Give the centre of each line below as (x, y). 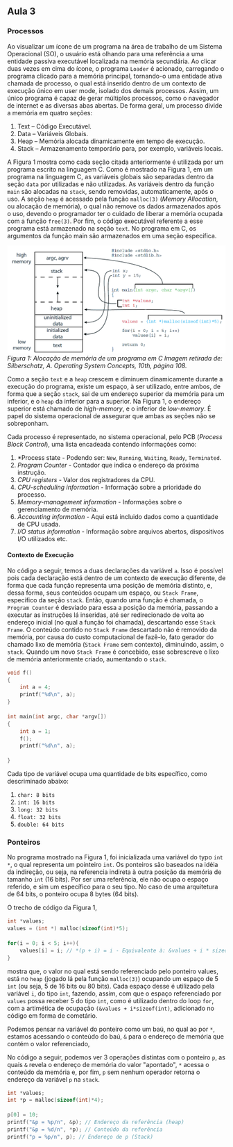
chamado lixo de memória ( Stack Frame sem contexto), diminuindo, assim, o (115, 644)
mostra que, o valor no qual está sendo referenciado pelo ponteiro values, (113, 971)
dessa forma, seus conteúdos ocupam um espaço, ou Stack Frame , (103, 593)
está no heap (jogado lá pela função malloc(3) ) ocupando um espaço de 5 (113, 978)
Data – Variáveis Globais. (53, 133)
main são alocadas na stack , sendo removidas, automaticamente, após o (110, 191)
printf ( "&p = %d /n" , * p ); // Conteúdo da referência (85, 1129)
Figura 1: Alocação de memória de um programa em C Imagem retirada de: (115, 358)
